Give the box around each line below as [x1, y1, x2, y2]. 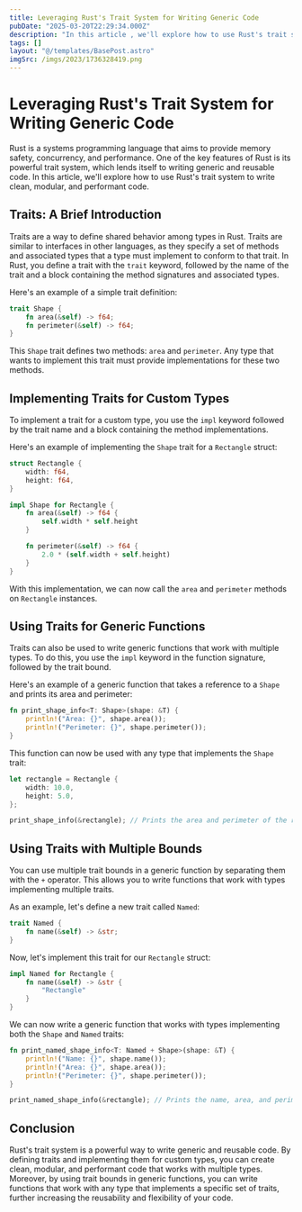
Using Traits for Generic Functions [9, 619, 206, 634]
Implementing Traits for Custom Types [9, 391, 230, 406]
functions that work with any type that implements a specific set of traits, [9, 1183, 280, 1194]
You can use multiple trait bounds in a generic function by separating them [9, 865, 286, 876]
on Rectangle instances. [9, 592, 98, 603]
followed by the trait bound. [9, 662, 111, 673]
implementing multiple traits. [9, 884, 115, 895]
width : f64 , [25, 467, 70, 476]
